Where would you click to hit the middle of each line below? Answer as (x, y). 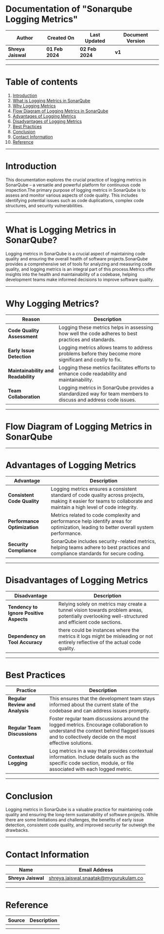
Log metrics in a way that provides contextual (101, 751)
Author (25, 37)
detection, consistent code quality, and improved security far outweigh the (80, 825)
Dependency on (27, 636)
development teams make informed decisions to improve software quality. (80, 279)
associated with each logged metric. (91, 769)
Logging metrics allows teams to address (106, 348)
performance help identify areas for (91, 521)
